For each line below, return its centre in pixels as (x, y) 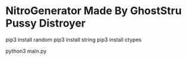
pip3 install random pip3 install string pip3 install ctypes (74, 39)
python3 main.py (26, 51)
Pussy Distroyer (46, 23)
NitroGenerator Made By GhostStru (93, 11)
